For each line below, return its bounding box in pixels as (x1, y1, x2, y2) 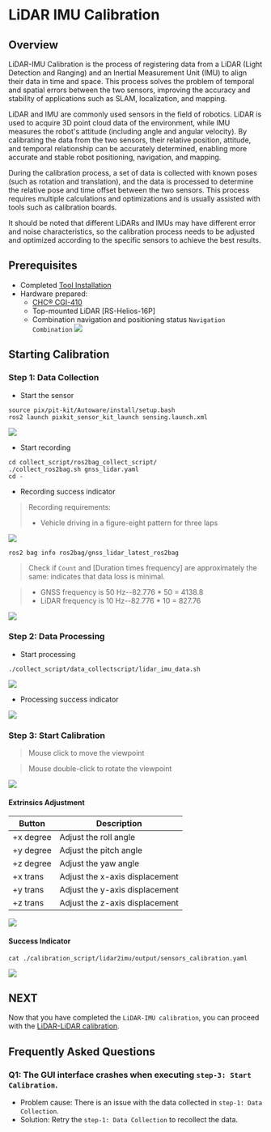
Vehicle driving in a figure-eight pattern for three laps (40, 518, 218, 528)
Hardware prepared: (19, 289, 88, 299)
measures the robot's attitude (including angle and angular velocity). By (8, 127, 248, 136)
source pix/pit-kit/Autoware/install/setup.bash (8, 406, 176, 414)
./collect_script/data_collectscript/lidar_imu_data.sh (8, 665, 201, 673)
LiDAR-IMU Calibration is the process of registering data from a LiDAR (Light (8, 59, 263, 69)
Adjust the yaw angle (59, 858, 140, 869)
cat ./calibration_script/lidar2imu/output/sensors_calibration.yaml (8, 954, 248, 962)
